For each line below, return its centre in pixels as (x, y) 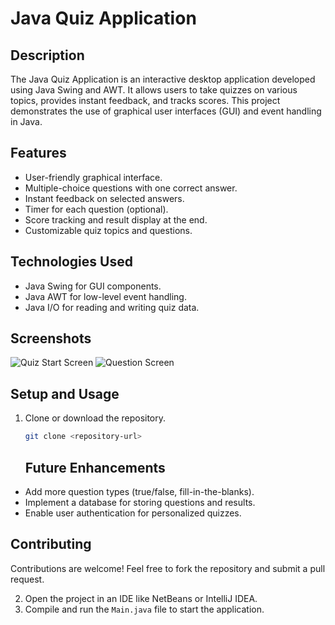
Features (38, 153)
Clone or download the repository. (95, 418)
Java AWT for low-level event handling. (105, 296)
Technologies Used (71, 262)
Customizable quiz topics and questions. (108, 230)
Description (47, 55)
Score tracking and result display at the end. (116, 219)
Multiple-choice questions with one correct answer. (131, 188)
